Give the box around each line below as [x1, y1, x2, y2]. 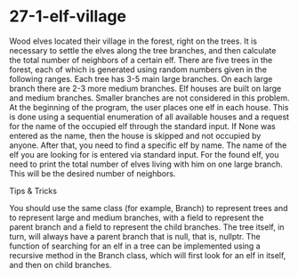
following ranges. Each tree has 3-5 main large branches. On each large [9, 73, 273, 84]
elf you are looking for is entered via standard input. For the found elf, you [9, 149, 279, 159]
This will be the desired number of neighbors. [9, 167, 176, 179]
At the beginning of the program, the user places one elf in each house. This [9, 102, 289, 112]
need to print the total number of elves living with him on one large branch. [9, 159, 283, 169]
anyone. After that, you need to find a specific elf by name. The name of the [9, 140, 287, 151]
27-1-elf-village [9, 6, 127, 27]
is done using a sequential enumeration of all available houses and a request [9, 111, 290, 122]
